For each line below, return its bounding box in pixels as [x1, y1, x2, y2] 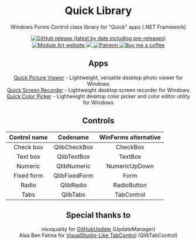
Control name [9, 133, 48, 141]
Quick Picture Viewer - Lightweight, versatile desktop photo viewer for [13, 74, 183, 81]
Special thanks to [66, 210, 130, 220]
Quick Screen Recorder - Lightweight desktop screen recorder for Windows [6, 86, 190, 93]
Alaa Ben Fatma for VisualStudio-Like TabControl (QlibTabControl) [19, 232, 178, 239]
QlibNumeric [56, 162, 91, 170]
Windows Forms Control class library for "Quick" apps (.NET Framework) [11, 23, 186, 30]
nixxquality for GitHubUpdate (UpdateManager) [41, 226, 156, 233]
